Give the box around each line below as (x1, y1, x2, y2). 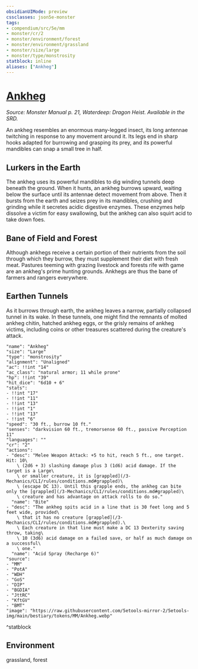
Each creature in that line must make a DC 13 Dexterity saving (21, 525, 184, 530)
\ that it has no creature (17, 514, 84, 520)
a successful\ (6, 540, 41, 546)
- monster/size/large (6, 47, 60, 53)
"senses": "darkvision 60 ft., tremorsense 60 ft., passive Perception (6, 426, 187, 432)
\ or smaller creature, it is (17, 473, 92, 479)
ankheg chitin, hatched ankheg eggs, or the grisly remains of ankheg (6, 319, 174, 326)
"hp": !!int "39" (6, 374, 49, 381)
